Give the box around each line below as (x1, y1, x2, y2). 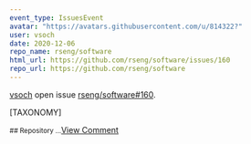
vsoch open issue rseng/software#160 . (9, 88, 157, 100)
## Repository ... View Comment (9, 124, 119, 135)
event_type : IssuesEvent (9, 13, 104, 23)
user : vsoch (9, 30, 55, 39)
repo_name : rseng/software (9, 47, 112, 57)
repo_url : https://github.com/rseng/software (9, 65, 185, 74)
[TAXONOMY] (9, 107, 62, 118)
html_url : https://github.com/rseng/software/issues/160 (9, 56, 231, 65)
